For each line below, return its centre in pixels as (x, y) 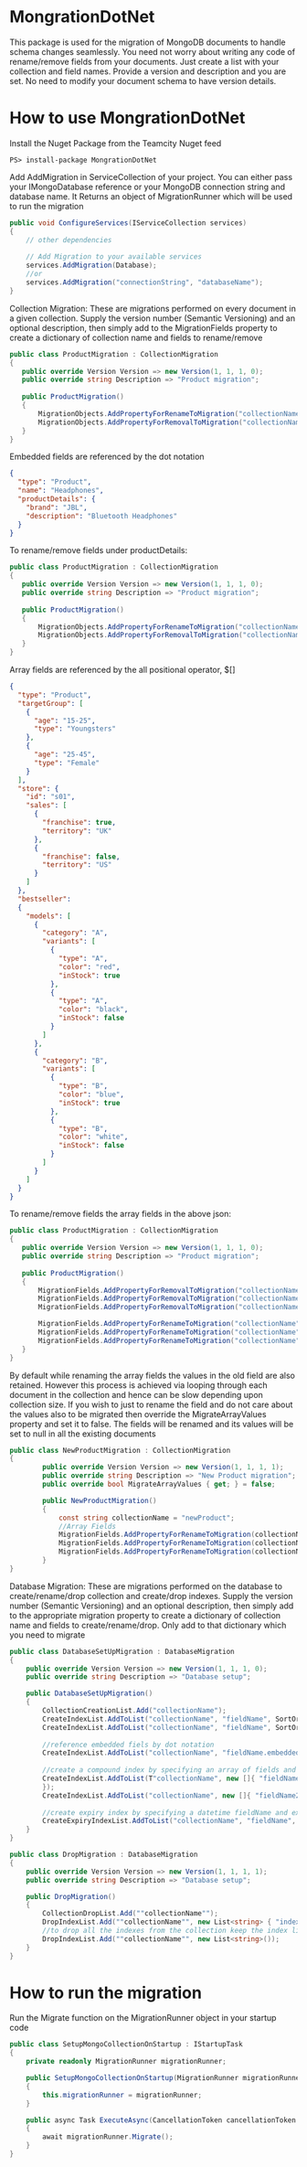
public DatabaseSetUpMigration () (90, 1693)
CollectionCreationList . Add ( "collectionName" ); (134, 1711)
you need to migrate (48, 1635)
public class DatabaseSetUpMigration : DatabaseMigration (122, 1651)
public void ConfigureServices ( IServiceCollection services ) (128, 223)
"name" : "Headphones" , (61, 491)
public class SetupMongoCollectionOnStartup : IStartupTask (127, 2044)
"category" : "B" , (75, 1061)
